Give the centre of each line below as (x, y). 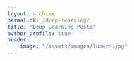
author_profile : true (39, 33)
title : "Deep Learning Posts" (52, 27)
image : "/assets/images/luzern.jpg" (74, 46)
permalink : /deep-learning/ (49, 20)
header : (19, 40)
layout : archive (31, 14)
